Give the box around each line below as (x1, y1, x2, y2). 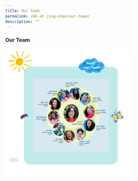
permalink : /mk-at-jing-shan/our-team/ (5, 13, 90, 19)
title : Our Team (5, 8, 40, 13)
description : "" (5, 19, 40, 24)
